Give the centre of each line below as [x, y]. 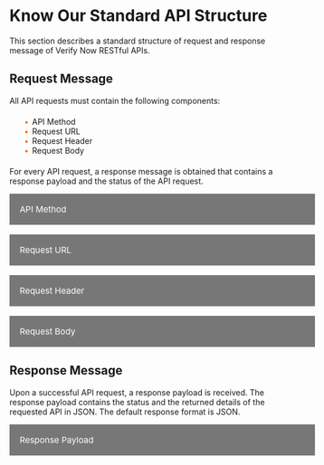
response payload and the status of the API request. [106, 181]
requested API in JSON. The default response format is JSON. [125, 412]
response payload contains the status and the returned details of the [137, 402]
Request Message [61, 79]
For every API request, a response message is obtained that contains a [141, 171]
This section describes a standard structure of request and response [138, 41]
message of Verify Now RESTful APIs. [80, 50]
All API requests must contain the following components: [115, 100]
